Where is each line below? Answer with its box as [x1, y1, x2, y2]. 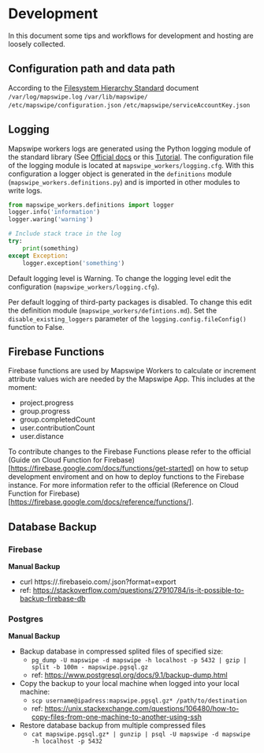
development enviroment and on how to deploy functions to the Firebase [8, 472, 244, 481]
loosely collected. [8, 39, 65, 48]
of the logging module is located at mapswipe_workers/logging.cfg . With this [8, 160, 255, 170]
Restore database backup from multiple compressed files [19, 721, 206, 730]
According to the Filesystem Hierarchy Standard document [8, 83, 199, 92]
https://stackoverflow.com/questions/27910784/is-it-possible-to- [32, 586, 244, 595]
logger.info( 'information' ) [8, 208, 101, 216]
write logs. [8, 185, 43, 195]
